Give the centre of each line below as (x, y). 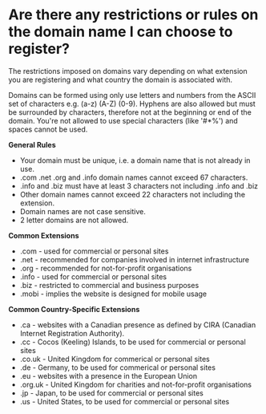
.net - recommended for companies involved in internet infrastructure (135, 259)
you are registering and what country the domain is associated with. (121, 79)
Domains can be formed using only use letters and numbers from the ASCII (132, 95)
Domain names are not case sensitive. (83, 211)
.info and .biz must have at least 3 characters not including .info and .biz (139, 185)
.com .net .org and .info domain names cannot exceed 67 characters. (134, 177)
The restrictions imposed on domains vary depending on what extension (128, 71)
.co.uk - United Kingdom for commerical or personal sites (115, 359)
